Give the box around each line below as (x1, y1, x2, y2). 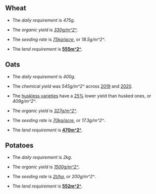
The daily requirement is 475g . (12, 17, 75, 23)
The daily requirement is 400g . (12, 73, 76, 79)
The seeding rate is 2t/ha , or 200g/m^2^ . (12, 174, 96, 180)
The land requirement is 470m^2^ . (12, 127, 83, 133)
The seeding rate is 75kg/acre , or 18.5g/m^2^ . (12, 36, 106, 42)
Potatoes (5, 141, 34, 150)
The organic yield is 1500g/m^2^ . (12, 164, 80, 170)
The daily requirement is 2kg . (12, 154, 72, 160)
